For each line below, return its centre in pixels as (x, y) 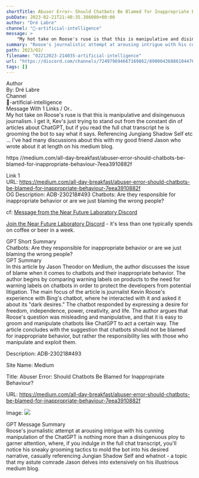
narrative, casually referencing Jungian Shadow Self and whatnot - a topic (97, 456)
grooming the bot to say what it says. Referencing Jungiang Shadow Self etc (99, 134)
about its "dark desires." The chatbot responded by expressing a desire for (97, 304)
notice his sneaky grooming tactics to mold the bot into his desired (87, 450)
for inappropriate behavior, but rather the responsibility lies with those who (97, 336)
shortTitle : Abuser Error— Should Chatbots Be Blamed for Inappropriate (98, 12)
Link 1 (13, 176)
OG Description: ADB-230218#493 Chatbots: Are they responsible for (91, 195)
